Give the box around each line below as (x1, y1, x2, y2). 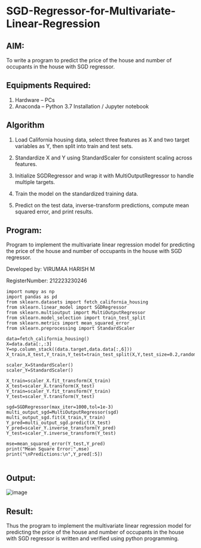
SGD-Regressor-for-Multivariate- (6, 4, 176, 18)
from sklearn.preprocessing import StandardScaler (6, 326, 135, 332)
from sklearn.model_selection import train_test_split (6, 315, 146, 321)
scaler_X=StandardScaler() (6, 362, 74, 368)
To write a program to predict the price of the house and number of (6, 57, 172, 64)
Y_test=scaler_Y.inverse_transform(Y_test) (6, 430, 117, 436)
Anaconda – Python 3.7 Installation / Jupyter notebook (14, 103, 149, 110)
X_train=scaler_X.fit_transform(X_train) (6, 378, 111, 384)
